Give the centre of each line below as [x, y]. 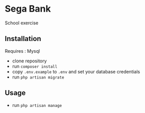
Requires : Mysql [22, 51]
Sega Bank [28, 9]
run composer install [35, 66]
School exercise [22, 23]
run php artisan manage [37, 105]
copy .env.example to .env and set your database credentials [76, 71]
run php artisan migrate [38, 77]
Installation [23, 39]
